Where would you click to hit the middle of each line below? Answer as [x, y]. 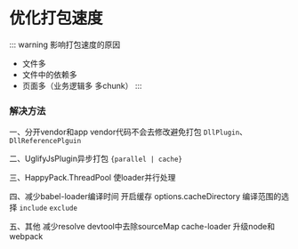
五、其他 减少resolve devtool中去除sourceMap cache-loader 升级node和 [142, 227]
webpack [26, 237]
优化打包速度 [56, 18]
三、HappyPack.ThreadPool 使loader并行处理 [93, 178]
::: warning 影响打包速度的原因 [65, 44]
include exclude [48, 209]
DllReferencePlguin [45, 141]
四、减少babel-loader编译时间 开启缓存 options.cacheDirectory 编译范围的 [145, 197]
